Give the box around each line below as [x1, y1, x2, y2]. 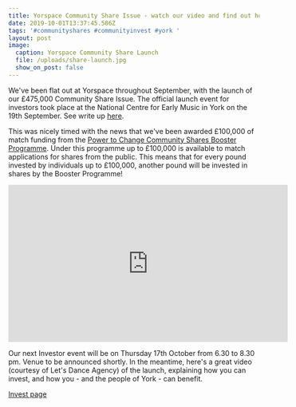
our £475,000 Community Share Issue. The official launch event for [8, 93, 230, 104]
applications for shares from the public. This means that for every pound [8, 152, 247, 161]
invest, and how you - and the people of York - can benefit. [8, 373, 203, 383]
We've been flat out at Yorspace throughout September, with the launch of [8, 85, 253, 95]
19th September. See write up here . [8, 111, 124, 121]
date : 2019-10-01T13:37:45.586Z [8, 19, 116, 27]
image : [8, 41, 30, 49]
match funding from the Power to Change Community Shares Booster [8, 135, 237, 144]
